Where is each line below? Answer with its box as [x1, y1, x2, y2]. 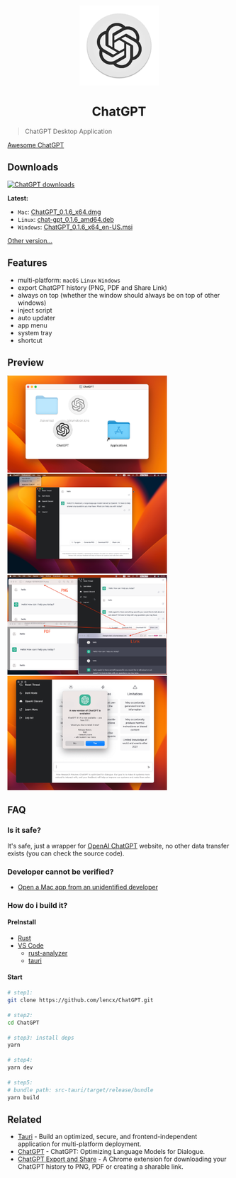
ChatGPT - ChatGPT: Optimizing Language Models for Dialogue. [17, 1148, 206, 1156]
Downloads [7, 162, 59, 174]
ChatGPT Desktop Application [24, 127, 113, 135]
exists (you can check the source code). [7, 849, 125, 858]
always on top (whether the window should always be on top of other [17, 291, 220, 299]
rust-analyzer [28, 949, 68, 958]
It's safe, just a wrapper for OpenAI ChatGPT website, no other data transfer [7, 841, 230, 850]
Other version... [7, 236, 53, 245]
